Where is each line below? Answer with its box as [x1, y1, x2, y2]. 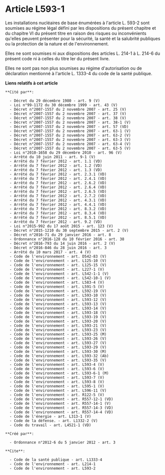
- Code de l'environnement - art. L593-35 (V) [9, 357, 107, 363]
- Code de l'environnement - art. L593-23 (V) [9, 327, 107, 332]
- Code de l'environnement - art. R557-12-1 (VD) [9, 396, 113, 401]
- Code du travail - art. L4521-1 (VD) [9, 423, 92, 428]
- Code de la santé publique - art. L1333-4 [9, 457, 102, 462]
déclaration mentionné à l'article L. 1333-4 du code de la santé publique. [5, 70, 153, 76]
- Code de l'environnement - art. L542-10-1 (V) [9, 275, 111, 280]
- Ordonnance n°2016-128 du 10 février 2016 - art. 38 [9, 236, 125, 242]
